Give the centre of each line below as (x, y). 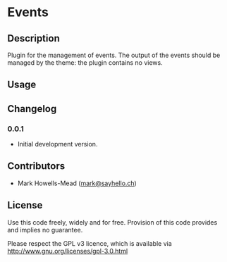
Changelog (32, 109)
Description (33, 38)
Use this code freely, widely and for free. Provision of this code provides (112, 222)
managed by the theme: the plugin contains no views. (85, 63)
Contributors (36, 166)
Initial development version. (57, 144)
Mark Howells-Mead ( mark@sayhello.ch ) (77, 183)
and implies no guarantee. (45, 230)
